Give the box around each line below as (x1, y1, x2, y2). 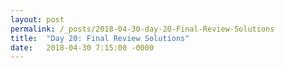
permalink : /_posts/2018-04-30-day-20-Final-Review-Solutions (10, 24, 275, 34)
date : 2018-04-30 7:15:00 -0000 (10, 42, 155, 53)
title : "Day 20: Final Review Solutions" (10, 33, 190, 43)
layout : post (10, 14, 65, 25)
